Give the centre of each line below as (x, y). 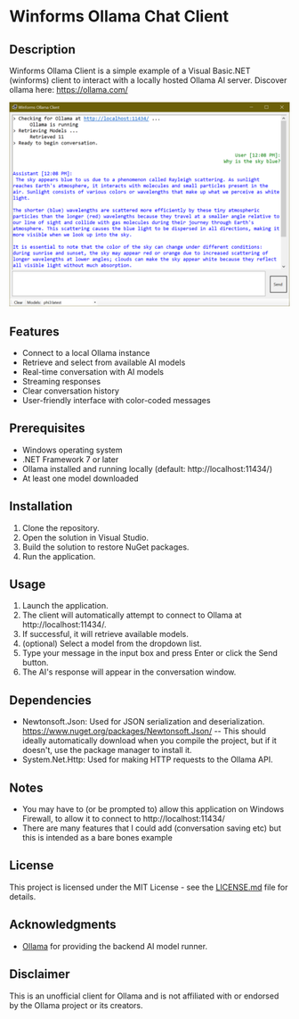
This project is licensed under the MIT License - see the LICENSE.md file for (149, 887)
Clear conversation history (71, 391)
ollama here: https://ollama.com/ (69, 90)
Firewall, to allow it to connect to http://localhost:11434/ (123, 819)
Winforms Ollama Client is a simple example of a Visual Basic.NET (130, 70)
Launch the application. (65, 606)
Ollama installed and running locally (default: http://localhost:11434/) (147, 468)
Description (42, 50)
